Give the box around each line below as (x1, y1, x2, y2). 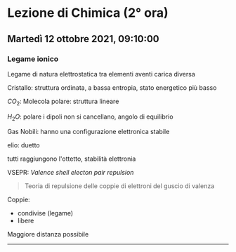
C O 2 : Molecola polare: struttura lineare (7, 97, 119, 107)
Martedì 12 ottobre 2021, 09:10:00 (7, 33, 159, 45)
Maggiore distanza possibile (7, 230, 89, 239)
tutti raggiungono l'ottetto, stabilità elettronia (7, 154, 136, 163)
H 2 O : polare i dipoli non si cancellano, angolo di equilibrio (7, 112, 173, 122)
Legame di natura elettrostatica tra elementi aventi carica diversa (7, 69, 195, 78)
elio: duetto (7, 141, 40, 150)
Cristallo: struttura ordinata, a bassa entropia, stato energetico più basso (7, 83, 217, 92)
